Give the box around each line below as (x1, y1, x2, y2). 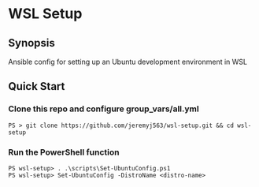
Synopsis (8, 36, 55, 50)
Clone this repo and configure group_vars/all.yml (8, 103, 199, 114)
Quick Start (8, 80, 65, 93)
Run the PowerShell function (8, 147, 120, 158)
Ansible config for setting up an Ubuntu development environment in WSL (8, 57, 248, 66)
